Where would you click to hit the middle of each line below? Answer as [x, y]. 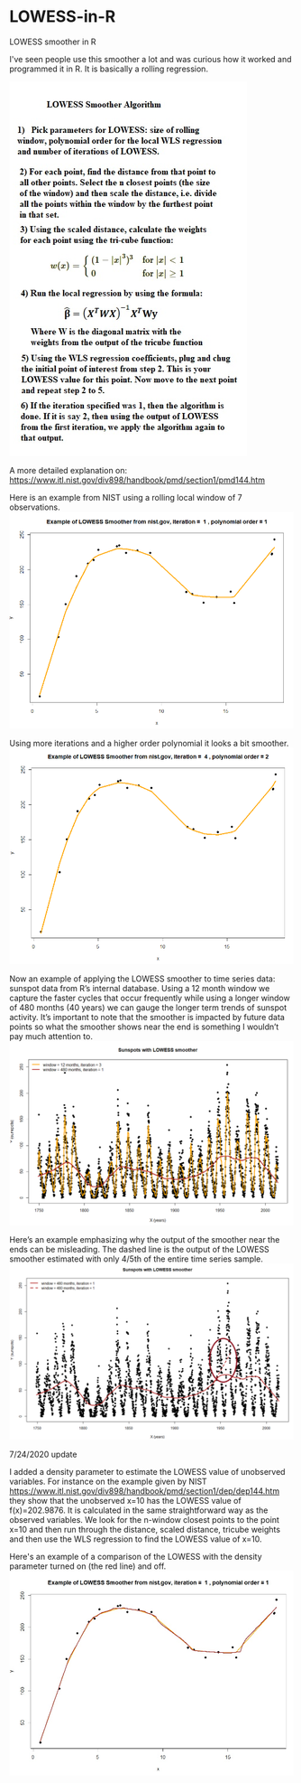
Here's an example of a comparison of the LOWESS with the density [136, 1557]
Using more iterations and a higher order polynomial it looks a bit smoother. [149, 744]
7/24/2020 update [43, 1455]
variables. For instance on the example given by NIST [108, 1482]
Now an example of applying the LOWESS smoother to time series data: [142, 979]
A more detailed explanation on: [68, 470]
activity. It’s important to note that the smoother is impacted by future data [147, 1017]
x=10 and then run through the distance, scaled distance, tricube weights [145, 1530]
